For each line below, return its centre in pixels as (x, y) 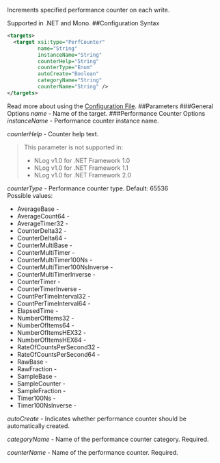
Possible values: (30, 195)
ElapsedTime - (38, 310)
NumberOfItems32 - (45, 318)
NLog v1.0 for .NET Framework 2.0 (83, 175)
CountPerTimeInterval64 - (54, 303)
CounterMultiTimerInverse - (56, 274)
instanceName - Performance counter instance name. (83, 121)
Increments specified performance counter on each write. (88, 10)
